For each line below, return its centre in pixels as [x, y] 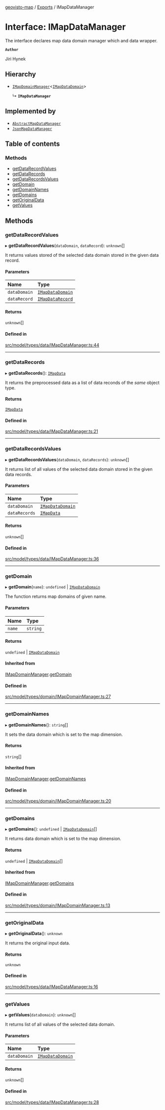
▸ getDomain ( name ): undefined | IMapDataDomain [53, 587]
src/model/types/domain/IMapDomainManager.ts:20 [58, 801]
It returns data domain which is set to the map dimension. [63, 839]
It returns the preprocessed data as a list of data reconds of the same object [82, 382]
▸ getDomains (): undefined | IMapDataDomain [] [51, 829]
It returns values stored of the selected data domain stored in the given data [82, 255]
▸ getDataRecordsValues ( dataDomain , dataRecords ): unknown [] [67, 459]
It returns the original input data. [38, 943]
